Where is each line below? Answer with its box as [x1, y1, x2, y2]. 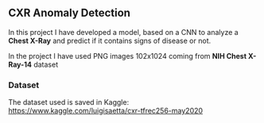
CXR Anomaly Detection [8, 6, 131, 20]
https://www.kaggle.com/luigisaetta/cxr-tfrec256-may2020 [8, 106, 204, 116]
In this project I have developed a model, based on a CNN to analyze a [8, 27, 239, 37]
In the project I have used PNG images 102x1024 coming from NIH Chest [8, 51, 247, 60]
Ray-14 [8, 60, 32, 69]
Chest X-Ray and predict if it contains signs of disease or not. [8, 36, 212, 45]
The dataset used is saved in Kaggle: [8, 98, 130, 107]
